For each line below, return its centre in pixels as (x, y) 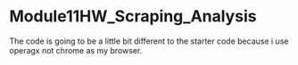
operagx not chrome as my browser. (76, 50)
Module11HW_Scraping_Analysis (133, 16)
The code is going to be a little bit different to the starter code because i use (149, 41)
